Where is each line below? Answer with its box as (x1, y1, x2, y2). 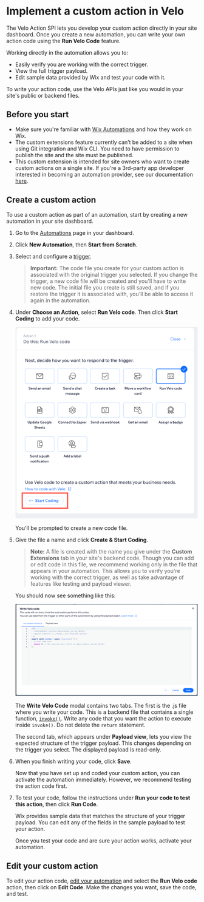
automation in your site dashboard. (6, 217, 93, 225)
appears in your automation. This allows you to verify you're (30, 568, 180, 575)
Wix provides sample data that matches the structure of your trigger (15, 812, 186, 819)
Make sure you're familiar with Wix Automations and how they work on (15, 126, 192, 133)
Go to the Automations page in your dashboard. (15, 229, 135, 236)
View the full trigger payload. (15, 67, 88, 74)
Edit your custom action (6, 861, 98, 872)
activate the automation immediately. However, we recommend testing (15, 776, 191, 783)
